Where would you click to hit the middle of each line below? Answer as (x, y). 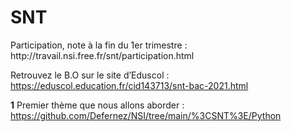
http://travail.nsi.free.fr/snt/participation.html (102, 55)
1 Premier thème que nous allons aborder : (97, 105)
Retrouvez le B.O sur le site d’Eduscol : (90, 75)
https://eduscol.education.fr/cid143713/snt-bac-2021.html (129, 85)
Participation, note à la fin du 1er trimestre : (99, 45)
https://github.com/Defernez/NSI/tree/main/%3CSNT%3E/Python (146, 115)
